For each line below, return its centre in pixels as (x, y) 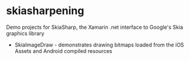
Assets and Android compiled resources (63, 51)
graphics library (25, 33)
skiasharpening (45, 11)
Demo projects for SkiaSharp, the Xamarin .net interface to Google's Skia (95, 27)
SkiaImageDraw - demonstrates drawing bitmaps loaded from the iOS (99, 45)
